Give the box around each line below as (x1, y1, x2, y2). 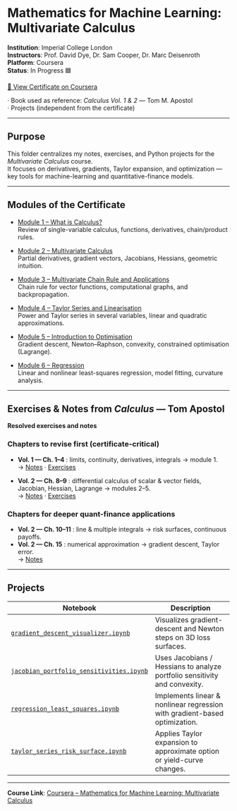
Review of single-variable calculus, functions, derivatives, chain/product (17, 225, 228, 233)
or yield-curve (154, 755, 204, 764)
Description (170, 603, 211, 613)
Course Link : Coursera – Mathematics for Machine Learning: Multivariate (7, 788, 220, 797)
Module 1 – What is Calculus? (17, 217, 102, 226)
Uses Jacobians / (154, 652, 213, 662)
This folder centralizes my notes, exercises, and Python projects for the (7, 150, 215, 158)
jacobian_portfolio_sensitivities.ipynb (11, 666, 148, 675)
